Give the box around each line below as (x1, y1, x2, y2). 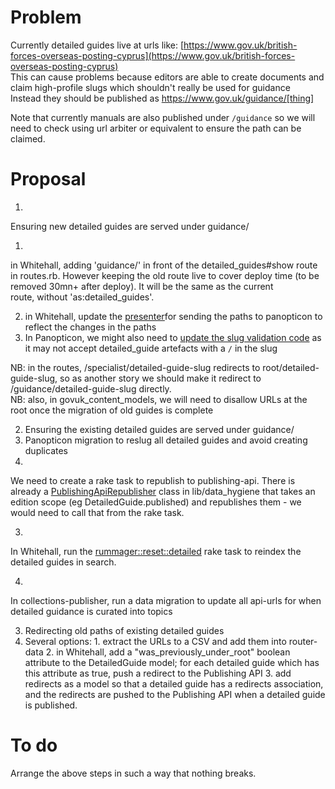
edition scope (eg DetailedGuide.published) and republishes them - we (10, 496, 302, 508)
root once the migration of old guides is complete (10, 404, 214, 416)
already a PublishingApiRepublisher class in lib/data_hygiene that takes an (10, 485, 316, 497)
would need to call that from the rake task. (10, 506, 185, 518)
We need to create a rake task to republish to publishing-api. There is (10, 474, 296, 486)
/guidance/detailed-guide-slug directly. (10, 382, 172, 395)
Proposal (10, 168, 87, 191)
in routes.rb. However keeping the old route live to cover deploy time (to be (10, 269, 320, 281)
